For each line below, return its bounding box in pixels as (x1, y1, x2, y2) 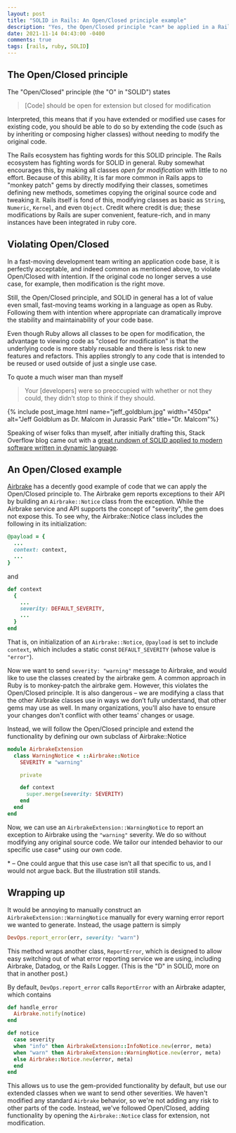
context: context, (13, 546, 68, 554)
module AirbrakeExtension (7, 746, 83, 753)
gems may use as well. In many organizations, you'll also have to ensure (7, 704, 216, 712)
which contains (7, 990, 51, 999)
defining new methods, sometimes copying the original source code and (7, 188, 217, 197)
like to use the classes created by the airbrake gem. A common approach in (7, 673, 226, 682)
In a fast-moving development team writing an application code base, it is (7, 257, 220, 266)
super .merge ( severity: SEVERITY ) (25, 791, 124, 798)
